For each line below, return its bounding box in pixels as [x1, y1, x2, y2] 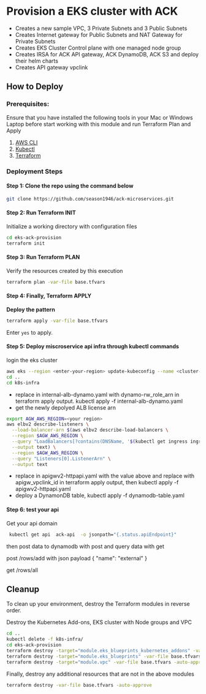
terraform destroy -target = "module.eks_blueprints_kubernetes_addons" [6, 647, 191, 654]
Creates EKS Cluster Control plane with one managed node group [15, 44, 181, 51]
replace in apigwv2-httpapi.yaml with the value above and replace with [15, 472, 195, 479]
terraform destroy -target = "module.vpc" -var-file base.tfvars [6, 659, 172, 665]
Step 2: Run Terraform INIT [6, 209, 77, 216]
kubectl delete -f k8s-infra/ [6, 636, 84, 643]
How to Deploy [6, 82, 64, 92]
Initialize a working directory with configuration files [6, 223, 137, 230]
